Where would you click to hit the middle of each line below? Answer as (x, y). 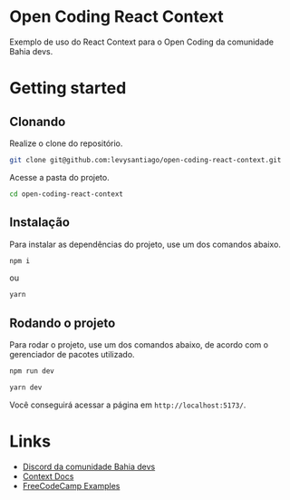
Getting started (68, 88)
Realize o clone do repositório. (66, 143)
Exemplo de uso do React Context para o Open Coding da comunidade (142, 42)
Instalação (40, 223)
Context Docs (48, 476)
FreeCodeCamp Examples (71, 485)
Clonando (38, 121)
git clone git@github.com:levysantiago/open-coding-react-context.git (145, 160)
